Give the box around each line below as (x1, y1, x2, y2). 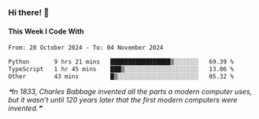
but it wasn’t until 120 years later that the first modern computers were (8, 95, 238, 104)
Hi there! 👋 (8, 7, 50, 18)
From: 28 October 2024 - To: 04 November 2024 (8, 44, 164, 52)
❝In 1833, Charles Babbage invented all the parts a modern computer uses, (8, 86, 253, 96)
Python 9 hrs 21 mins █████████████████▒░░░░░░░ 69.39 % (8, 58, 235, 66)
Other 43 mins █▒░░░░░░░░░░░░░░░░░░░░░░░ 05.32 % (8, 72, 235, 81)
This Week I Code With (8, 27, 84, 36)
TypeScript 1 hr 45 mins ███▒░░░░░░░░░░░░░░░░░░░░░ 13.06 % (8, 65, 235, 73)
